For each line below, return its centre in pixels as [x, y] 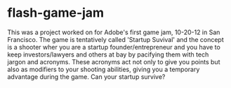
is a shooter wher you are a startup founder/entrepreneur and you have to [114, 47]
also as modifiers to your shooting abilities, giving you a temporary [104, 69]
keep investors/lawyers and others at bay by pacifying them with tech [108, 54]
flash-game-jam [55, 13]
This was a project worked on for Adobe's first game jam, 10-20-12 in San [114, 32]
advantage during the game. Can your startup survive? [86, 76]
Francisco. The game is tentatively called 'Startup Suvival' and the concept [116, 39]
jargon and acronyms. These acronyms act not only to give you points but [114, 61]
